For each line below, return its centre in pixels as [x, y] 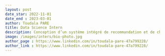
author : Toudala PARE [27, 23]
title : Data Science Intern [34, 28]
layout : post [18, 9]
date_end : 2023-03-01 [28, 19]
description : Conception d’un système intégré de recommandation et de [80, 32]
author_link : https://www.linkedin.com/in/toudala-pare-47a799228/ [77, 46]
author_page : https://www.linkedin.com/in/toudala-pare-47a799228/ [77, 41]
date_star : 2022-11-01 [28, 14]
